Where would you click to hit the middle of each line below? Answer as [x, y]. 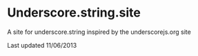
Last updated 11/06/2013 [42, 45]
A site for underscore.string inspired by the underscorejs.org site [99, 32]
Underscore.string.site [74, 13]
